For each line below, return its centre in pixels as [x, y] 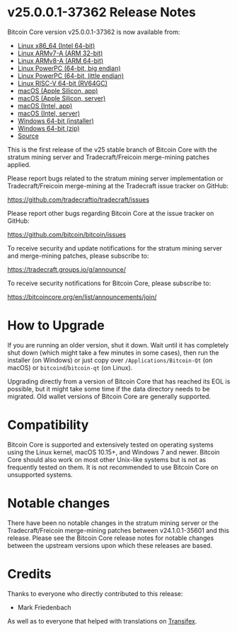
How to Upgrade [56, 326]
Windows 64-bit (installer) [56, 120]
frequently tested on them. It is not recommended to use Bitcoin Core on [113, 467]
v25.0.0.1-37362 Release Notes [102, 12]
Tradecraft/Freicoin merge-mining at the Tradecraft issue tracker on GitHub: [118, 185]
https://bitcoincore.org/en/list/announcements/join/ [82, 297]
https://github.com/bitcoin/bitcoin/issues [67, 234]
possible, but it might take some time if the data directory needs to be [109, 389]
